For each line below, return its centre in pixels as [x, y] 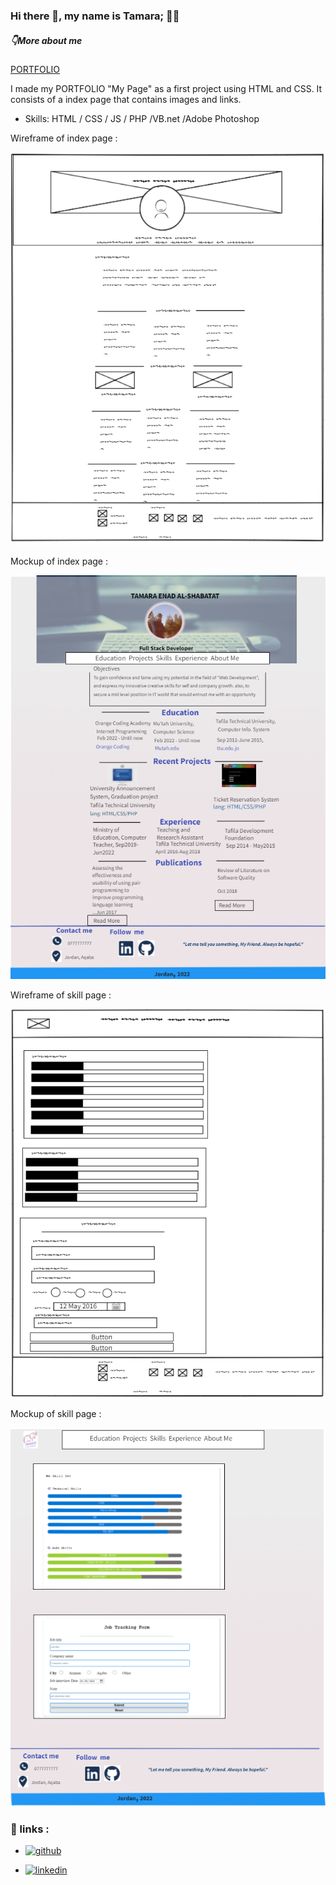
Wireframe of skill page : [61, 995]
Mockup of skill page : [56, 1414]
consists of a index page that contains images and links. [126, 99]
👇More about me [46, 40]
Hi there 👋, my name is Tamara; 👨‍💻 [95, 16]
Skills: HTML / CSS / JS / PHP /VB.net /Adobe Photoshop [142, 118]
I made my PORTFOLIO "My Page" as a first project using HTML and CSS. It [166, 88]
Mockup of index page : [59, 561]
